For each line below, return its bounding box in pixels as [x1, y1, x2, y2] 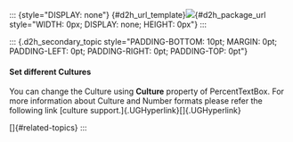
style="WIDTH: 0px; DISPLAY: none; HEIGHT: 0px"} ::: [9, 19, 208, 29]
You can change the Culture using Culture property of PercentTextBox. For [9, 86, 285, 97]
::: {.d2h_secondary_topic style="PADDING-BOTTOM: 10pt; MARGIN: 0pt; [9, 37, 278, 46]
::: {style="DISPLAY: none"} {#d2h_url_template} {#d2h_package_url [9, 10, 266, 20]
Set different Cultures [9, 66, 92, 77]
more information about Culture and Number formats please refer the [9, 96, 263, 106]
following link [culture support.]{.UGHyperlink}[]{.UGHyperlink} [9, 105, 242, 116]
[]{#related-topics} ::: [9, 122, 87, 133]
